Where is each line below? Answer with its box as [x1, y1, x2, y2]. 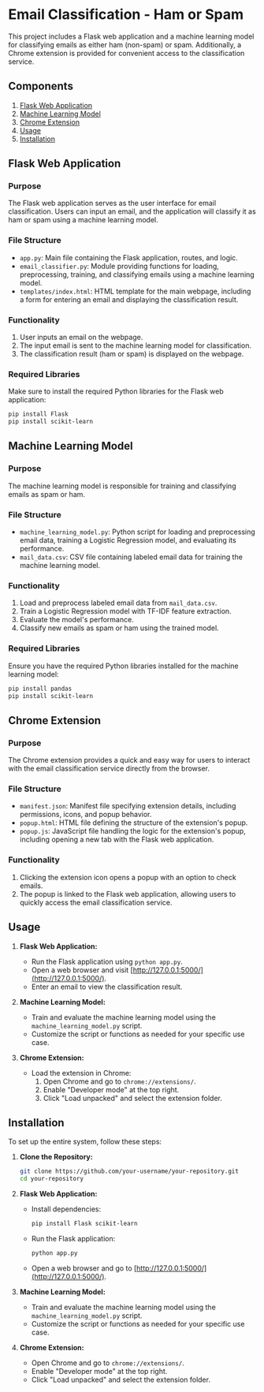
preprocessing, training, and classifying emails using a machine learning [19, 270, 255, 279]
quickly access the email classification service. [19, 898, 173, 907]
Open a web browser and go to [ [31, 1263, 137, 1273]
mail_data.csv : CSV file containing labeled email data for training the [19, 552, 243, 562]
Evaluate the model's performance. [19, 615, 134, 625]
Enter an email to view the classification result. [31, 982, 183, 991]
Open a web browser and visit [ [31, 965, 134, 975]
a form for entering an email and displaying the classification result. [19, 294, 239, 304]
